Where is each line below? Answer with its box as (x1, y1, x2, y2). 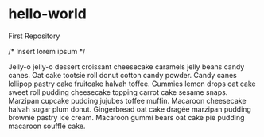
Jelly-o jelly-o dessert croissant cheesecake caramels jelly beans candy (8, 61, 245, 72)
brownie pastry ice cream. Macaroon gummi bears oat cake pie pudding (8, 112, 245, 122)
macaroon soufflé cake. (8, 121, 86, 131)
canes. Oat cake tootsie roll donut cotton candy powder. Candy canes (8, 70, 237, 80)
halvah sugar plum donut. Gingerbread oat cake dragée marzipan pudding (8, 104, 252, 114)
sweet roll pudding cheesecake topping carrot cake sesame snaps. (8, 87, 228, 96)
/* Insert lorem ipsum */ (8, 46, 86, 56)
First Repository (8, 31, 60, 41)
